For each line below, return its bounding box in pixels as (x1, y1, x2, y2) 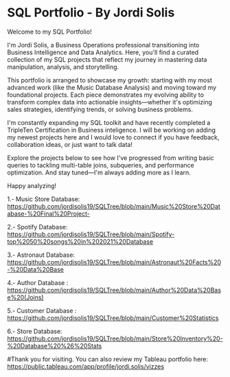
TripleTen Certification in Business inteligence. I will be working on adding (7, 126, 216, 134)
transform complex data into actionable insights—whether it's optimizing (7, 98, 213, 106)
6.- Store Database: (7, 327, 63, 335)
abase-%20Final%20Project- (7, 209, 91, 218)
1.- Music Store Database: (7, 194, 80, 203)
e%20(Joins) (7, 293, 44, 301)
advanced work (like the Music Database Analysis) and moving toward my (7, 83, 217, 91)
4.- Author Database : (7, 278, 69, 286)
